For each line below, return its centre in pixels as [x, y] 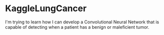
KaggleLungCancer [46, 9]
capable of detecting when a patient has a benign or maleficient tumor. [77, 27]
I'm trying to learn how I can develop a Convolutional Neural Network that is [82, 22]
